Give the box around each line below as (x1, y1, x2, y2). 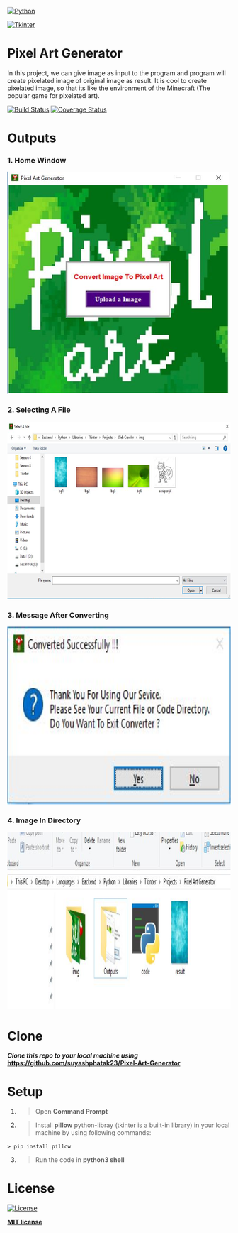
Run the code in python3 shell (35, 1156, 125, 1164)
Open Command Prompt (35, 1107, 108, 1116)
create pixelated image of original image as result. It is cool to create (7, 76, 208, 85)
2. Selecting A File (7, 405, 71, 415)
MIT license (7, 1218, 42, 1227)
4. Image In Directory (7, 815, 81, 825)
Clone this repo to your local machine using (7, 1051, 138, 1060)
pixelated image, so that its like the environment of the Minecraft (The (7, 84, 210, 92)
